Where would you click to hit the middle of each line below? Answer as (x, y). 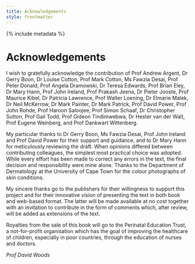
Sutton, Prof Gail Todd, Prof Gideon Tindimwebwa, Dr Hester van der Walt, (95, 117)
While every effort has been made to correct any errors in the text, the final (96, 159)
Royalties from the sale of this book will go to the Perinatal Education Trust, (96, 225)
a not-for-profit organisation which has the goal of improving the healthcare (97, 231)
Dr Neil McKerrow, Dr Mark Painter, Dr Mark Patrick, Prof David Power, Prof (96, 104)
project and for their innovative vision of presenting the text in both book (93, 195)
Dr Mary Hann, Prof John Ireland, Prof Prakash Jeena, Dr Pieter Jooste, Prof (97, 92)
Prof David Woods (28, 255)
